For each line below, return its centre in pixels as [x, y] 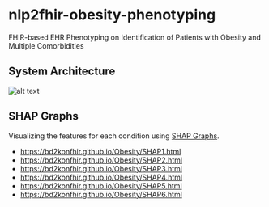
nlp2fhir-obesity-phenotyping [112, 15]
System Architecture [62, 72]
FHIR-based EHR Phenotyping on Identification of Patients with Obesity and [135, 37]
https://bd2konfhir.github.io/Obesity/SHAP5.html [101, 186]
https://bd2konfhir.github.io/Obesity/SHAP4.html [101, 177]
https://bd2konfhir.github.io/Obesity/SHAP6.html [101, 194]
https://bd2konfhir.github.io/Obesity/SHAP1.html [100, 151]
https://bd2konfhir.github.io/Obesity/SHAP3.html [101, 168]
